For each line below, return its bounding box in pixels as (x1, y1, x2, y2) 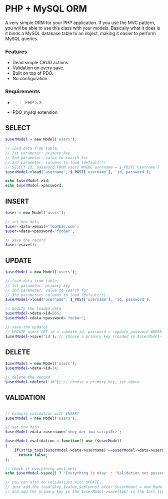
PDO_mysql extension (12, 109, 58, 115)
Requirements (5, 88, 40, 95)
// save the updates (5, 324, 48, 329)
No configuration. (12, 76, 49, 82)
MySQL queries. (5, 36, 38, 42)
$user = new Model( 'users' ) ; (5, 210, 66, 216)
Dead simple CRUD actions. (12, 60, 70, 66)
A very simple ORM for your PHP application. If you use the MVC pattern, (5, 20, 155, 26)
